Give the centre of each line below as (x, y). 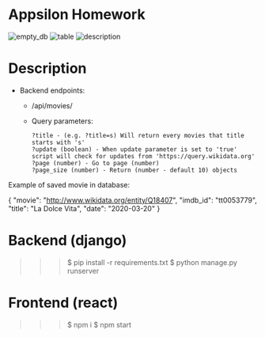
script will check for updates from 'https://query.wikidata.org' (143, 156)
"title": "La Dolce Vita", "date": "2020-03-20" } (84, 208)
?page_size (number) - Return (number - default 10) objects (134, 170)
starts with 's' (58, 142)
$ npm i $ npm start (99, 324)
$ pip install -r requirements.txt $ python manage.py (152, 262)
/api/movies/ (52, 105)
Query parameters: (62, 121)
